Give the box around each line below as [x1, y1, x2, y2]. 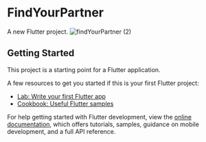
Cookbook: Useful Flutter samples [16, 99, 114, 108]
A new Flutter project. [7, 27, 69, 36]
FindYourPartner [7, 5, 104, 21]
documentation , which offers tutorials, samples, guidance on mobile [7, 120, 199, 128]
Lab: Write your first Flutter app [16, 92, 106, 100]
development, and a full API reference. [7, 127, 116, 135]
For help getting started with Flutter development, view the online [7, 113, 192, 121]
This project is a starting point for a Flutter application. [7, 65, 161, 73]
